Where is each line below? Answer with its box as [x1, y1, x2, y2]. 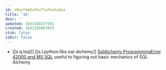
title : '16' [5, 12, 30, 17]
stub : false [5, 30, 30, 35]
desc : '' [5, 16, 23, 21]
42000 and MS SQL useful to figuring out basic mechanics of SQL [12, 54, 148, 60]
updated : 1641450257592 [5, 21, 55, 26]
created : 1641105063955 [5, 26, 55, 31]
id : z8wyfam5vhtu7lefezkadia [5, 7, 66, 12]
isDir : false [5, 35, 32, 40]
